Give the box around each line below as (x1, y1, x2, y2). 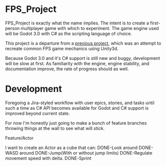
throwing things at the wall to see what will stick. (5, 125, 105, 131)
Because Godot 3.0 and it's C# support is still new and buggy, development (5, 55, 161, 61)
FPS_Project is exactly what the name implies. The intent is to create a (5, 20, 150, 26)
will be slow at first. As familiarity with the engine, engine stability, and (5, 60, 150, 66)
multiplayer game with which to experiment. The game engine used (20, 25, 159, 31)
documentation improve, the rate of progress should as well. (5, 66, 129, 72)
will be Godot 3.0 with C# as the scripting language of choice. (5, 30, 132, 36)
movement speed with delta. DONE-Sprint (5, 155, 92, 161)
